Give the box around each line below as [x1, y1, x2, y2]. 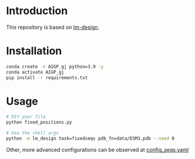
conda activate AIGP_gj [6, 69, 65, 75]
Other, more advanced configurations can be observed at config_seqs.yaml [6, 146, 189, 153]
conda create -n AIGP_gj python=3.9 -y [6, 64, 104, 69]
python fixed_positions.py [6, 120, 72, 125]
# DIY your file [6, 114, 46, 120]
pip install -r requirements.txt [6, 75, 88, 81]
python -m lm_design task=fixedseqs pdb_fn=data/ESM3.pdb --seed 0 [6, 135, 175, 142]
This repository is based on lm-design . [6, 24, 100, 31]
